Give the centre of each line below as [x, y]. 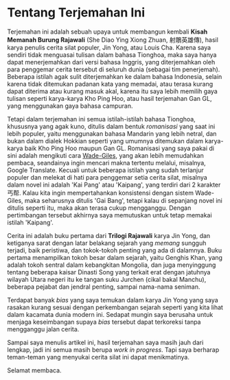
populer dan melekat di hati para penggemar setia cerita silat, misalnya [107, 177]
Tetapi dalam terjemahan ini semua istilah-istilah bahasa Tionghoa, [101, 119]
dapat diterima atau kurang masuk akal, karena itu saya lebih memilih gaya [112, 91]
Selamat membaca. [34, 370]
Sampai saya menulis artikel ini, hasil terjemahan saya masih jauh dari [105, 342]
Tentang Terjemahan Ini [76, 13]
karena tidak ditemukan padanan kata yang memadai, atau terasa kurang [110, 84]
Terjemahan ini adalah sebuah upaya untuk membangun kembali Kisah [107, 32]
